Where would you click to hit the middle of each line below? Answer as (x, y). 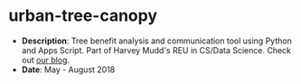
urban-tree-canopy (83, 16)
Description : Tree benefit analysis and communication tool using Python (157, 41)
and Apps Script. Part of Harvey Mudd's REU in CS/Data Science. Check (156, 50)
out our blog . (45, 60)
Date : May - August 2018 (68, 70)
